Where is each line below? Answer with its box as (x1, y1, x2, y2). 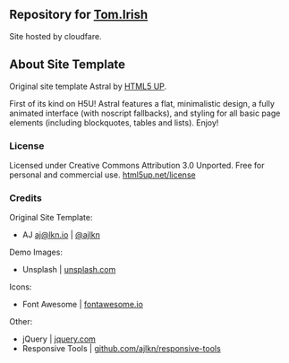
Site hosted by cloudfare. (9, 30, 102, 41)
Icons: (9, 281, 32, 292)
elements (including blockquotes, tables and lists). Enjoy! (9, 117, 219, 128)
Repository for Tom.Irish (9, 7, 149, 22)
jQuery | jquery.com (21, 333, 97, 344)
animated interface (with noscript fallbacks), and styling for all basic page (9, 108, 281, 118)
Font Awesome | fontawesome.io (21, 299, 143, 310)
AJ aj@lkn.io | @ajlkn (21, 229, 100, 240)
